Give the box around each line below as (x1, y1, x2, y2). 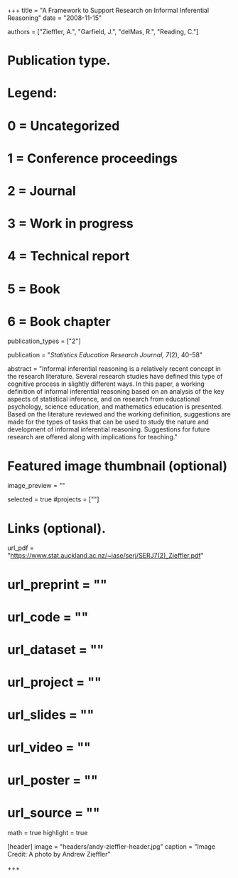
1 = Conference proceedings (7, 150, 178, 166)
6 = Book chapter (7, 313, 112, 330)
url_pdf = (7, 543, 34, 552)
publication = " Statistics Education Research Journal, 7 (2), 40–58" (7, 351, 203, 359)
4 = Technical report (7, 248, 130, 265)
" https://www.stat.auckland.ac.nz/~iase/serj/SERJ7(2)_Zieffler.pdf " (7, 551, 204, 560)
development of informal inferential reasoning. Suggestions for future (7, 425, 210, 434)
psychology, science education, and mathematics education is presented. (7, 402, 224, 411)
